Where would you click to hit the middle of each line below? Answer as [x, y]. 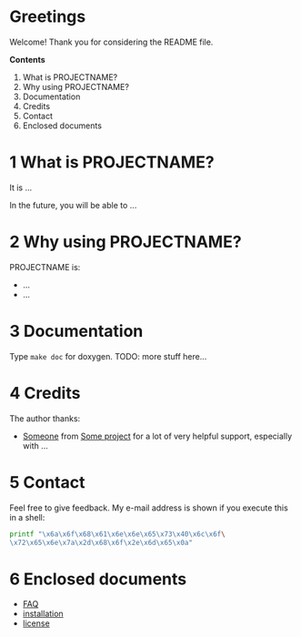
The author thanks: [45, 418]
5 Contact [47, 482]
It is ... [21, 187]
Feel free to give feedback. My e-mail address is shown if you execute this [149, 508]
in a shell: [27, 517]
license [36, 623]
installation [43, 614]
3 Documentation [76, 331]
